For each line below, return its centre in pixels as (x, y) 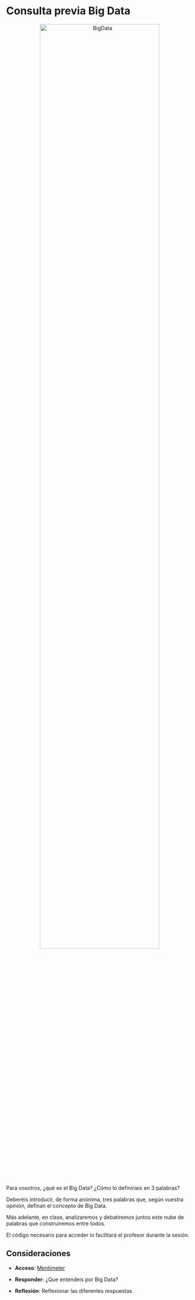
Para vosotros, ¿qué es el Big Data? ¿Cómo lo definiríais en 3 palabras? (93, 1188)
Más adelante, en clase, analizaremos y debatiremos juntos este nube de (95, 1217)
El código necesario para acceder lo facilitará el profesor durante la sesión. (98, 1235)
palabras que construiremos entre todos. (56, 1223)
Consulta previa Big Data (68, 11)
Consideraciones (39, 1253)
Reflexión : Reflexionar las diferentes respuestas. (74, 1291)
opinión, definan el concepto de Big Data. (57, 1205)
